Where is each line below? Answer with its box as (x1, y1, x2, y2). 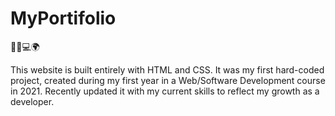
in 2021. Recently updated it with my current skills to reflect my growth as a (10, 85, 320, 97)
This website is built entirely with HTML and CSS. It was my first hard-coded (10, 63, 325, 76)
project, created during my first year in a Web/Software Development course (10, 74, 326, 86)
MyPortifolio (10, 7, 117, 30)
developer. (10, 95, 55, 107)
